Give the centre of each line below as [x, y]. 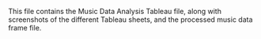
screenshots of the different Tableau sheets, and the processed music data [130, 19]
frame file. [25, 28]
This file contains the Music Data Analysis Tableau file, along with [115, 11]
